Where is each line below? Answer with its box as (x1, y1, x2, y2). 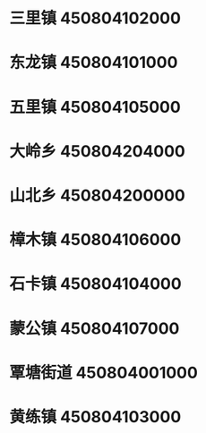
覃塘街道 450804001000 (9, 362, 199, 383)
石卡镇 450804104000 (9, 274, 182, 294)
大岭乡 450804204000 (9, 140, 186, 161)
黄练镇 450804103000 (9, 406, 182, 427)
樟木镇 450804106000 (9, 230, 182, 250)
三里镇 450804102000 (9, 8, 182, 29)
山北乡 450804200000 (9, 185, 185, 206)
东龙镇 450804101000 (9, 53, 178, 72)
